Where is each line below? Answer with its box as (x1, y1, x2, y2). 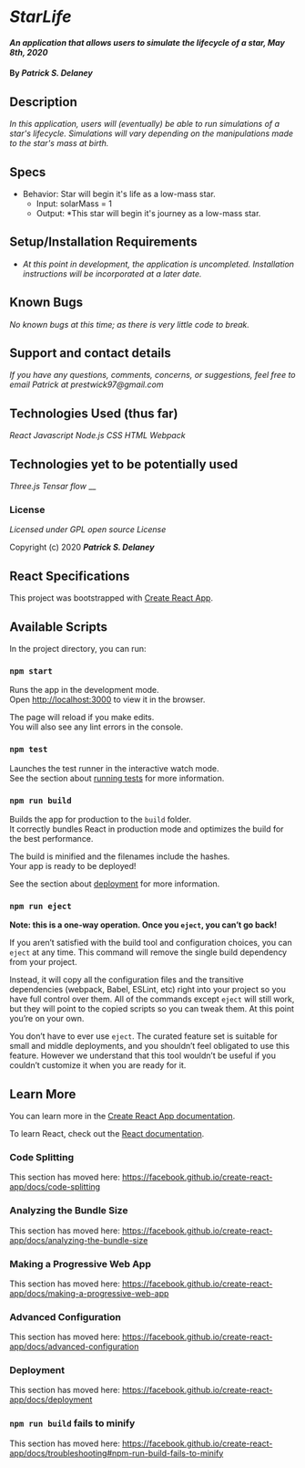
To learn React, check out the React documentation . (9, 1127, 205, 1138)
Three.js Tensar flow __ (9, 481, 97, 492)
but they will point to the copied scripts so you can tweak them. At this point (9, 1003, 294, 1014)
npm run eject (9, 901, 72, 911)
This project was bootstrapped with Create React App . (9, 592, 214, 603)
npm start (9, 666, 53, 676)
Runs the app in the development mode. (9, 685, 159, 696)
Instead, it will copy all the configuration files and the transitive (9, 974, 244, 985)
